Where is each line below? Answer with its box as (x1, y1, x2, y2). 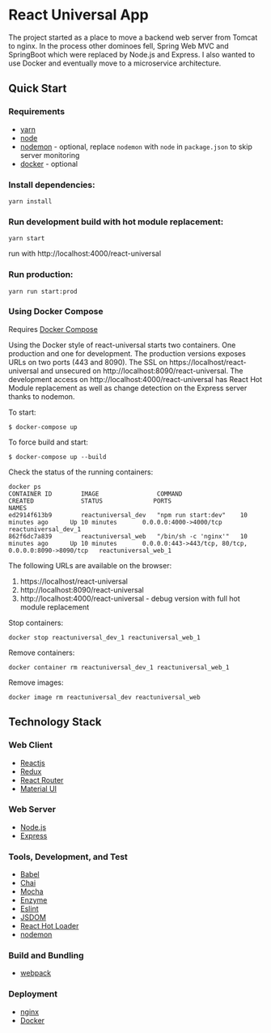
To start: (8, 407, 36, 417)
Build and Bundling (8, 950, 84, 961)
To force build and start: (8, 437, 89, 447)
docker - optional (19, 159, 78, 168)
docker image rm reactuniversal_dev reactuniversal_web (8, 693, 201, 701)
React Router (19, 775, 64, 784)
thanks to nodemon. (8, 391, 75, 402)
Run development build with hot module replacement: (8, 216, 224, 227)
